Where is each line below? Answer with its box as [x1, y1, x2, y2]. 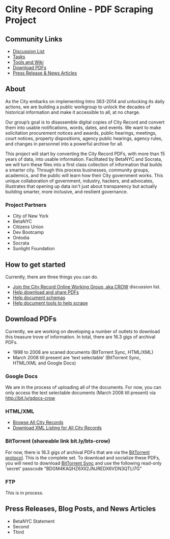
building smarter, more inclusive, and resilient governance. [5, 188, 128, 194]
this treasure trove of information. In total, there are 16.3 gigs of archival [5, 333, 156, 340]
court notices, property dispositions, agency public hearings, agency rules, [5, 135, 163, 141]
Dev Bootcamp [12, 229, 44, 235]
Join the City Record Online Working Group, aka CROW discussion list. [12, 283, 161, 289]
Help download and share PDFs [12, 289, 79, 295]
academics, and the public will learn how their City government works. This [5, 172, 163, 178]
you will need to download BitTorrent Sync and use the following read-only [5, 460, 162, 466]
